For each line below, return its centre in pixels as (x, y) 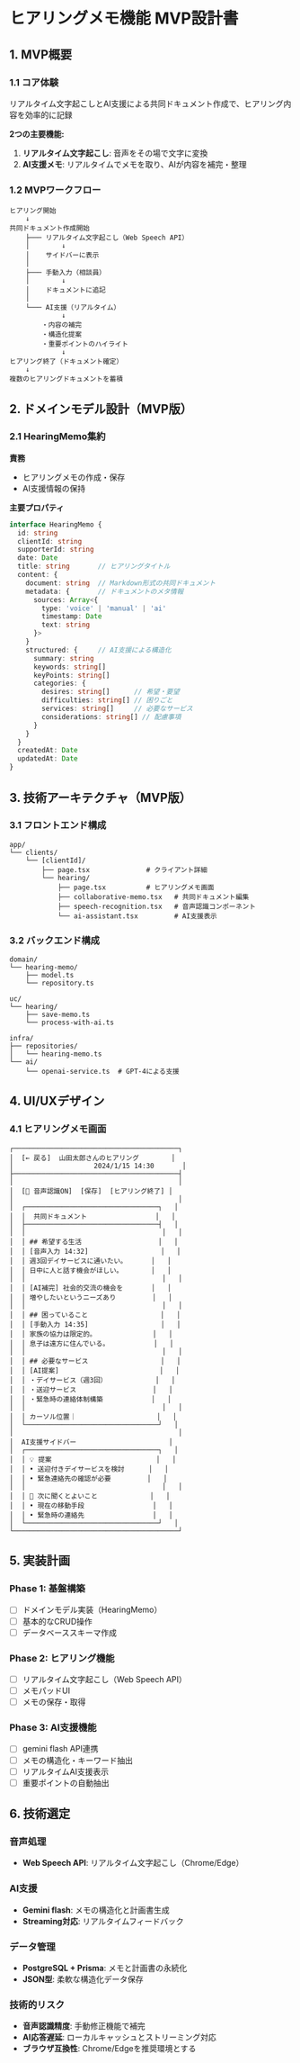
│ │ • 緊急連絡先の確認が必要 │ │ (88, 1478)
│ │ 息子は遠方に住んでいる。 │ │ (92, 1343)
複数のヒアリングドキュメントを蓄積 (66, 379)
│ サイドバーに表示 (62, 256)
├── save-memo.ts (58, 1015)
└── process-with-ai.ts (70, 1022)
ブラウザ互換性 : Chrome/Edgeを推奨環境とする (109, 2049)
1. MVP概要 (41, 54)
